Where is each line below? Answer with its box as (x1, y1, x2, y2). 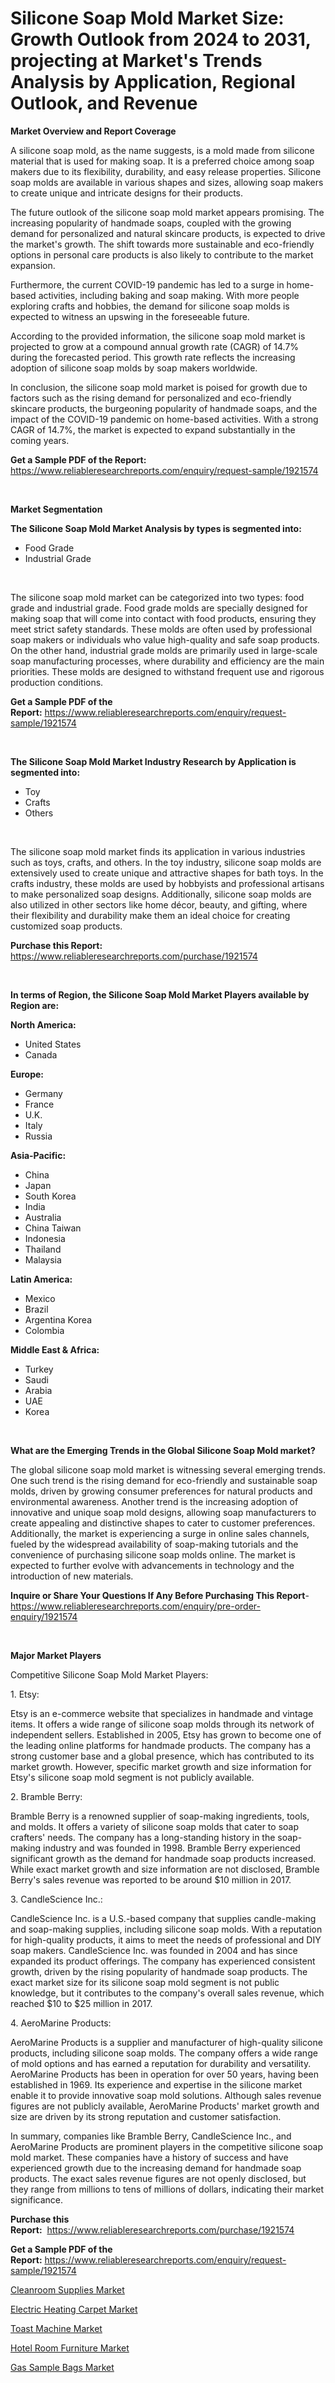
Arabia (24, 1384, 53, 1396)
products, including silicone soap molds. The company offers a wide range (10, 2047, 318, 2059)
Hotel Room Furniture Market (10, 2342, 130, 2354)
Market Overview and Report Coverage (10, 125, 177, 137)
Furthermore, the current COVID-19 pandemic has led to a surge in (10, 278, 285, 291)
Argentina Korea (24, 1313, 92, 1326)
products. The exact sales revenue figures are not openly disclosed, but (10, 2172, 307, 2184)
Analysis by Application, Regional (10, 71, 296, 94)
